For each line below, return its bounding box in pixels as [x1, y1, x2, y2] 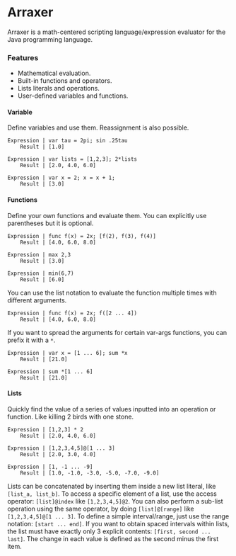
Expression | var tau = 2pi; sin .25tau [7, 137, 129, 144]
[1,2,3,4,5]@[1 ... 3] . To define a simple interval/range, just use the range [7, 511, 230, 521]
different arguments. [7, 295, 67, 305]
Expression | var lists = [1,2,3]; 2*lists [7, 156, 138, 163]
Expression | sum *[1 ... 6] [7, 368, 93, 375]
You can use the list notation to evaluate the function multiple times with [7, 288, 217, 297]
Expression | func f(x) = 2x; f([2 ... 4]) [7, 310, 138, 317]
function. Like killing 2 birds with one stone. [7, 412, 134, 421]
